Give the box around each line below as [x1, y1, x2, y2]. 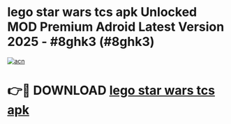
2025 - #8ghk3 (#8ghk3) [7, 34, 155, 49]
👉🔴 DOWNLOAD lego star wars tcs [7, 83, 215, 98]
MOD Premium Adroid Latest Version [7, 19, 225, 35]
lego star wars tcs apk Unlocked [7, 4, 198, 20]
